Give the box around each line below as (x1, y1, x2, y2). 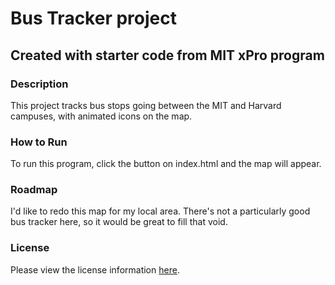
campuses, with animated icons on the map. (10, 110, 193, 122)
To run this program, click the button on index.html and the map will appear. (10, 158, 322, 170)
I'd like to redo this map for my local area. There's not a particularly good (10, 205, 311, 217)
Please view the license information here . (10, 263, 180, 276)
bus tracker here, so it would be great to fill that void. (10, 216, 228, 228)
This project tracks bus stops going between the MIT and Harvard (10, 99, 282, 111)
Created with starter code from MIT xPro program (10, 47, 325, 64)
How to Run (10, 135, 68, 149)
